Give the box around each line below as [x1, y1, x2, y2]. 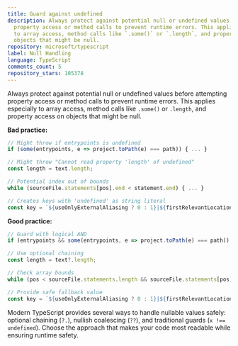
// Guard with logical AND [7, 230, 87, 238]
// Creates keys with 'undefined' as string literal [7, 197, 166, 204]
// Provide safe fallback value [7, 289, 103, 296]
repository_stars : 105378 [7, 69, 84, 77]
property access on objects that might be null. [7, 111, 142, 121]
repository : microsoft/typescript [7, 43, 110, 50]
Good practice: [7, 217, 52, 225]
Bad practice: [7, 125, 48, 134]
